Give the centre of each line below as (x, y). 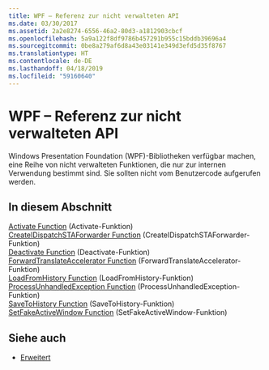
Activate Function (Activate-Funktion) (71, 227)
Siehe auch (37, 338)
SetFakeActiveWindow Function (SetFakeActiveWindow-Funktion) (118, 313)
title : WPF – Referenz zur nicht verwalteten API (94, 16)
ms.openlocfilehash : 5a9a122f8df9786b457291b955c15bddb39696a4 (117, 38)
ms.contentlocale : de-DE (50, 62)
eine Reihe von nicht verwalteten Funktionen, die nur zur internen (117, 164)
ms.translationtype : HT (49, 53)
